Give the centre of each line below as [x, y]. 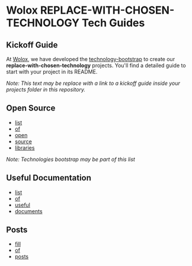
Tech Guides [113, 23]
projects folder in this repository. [46, 89]
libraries [25, 148]
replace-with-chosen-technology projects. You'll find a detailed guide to [96, 65]
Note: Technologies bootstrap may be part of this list [71, 159]
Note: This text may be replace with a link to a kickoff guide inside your [93, 83]
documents [28, 211]
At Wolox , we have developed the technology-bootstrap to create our [91, 59]
